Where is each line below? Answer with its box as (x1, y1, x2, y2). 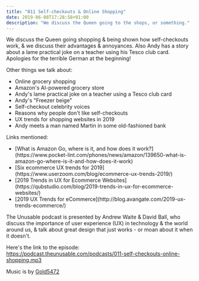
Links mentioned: (6, 134, 49, 141)
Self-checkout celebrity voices (14, 103, 90, 110)
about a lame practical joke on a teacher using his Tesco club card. (6, 49, 170, 56)
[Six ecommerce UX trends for (14, 164, 90, 171)
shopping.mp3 (6, 257, 42, 264)
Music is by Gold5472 (6, 268, 60, 275)
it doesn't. (6, 232, 31, 239)
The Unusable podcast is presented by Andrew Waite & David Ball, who (6, 213, 181, 220)
